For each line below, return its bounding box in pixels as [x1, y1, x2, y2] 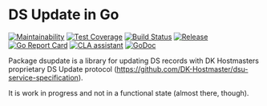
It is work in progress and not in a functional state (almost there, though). [8, 88, 249, 97]
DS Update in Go [8, 6, 119, 24]
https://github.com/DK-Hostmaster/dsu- [116, 64, 249, 73]
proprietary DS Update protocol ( [8, 64, 118, 73]
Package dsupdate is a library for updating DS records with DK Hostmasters [8, 56, 259, 65]
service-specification [8, 73, 79, 82]
